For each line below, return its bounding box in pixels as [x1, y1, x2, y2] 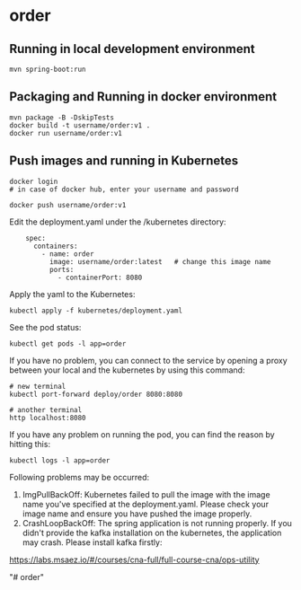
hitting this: [9, 438, 51, 449]
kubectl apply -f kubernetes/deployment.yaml [9, 306, 182, 315]
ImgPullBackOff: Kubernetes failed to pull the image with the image [22, 489, 271, 499]
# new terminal [9, 382, 66, 391]
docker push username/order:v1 [9, 200, 127, 209]
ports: [49, 265, 75, 274]
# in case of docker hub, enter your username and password [9, 185, 240, 194]
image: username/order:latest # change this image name [49, 257, 271, 266]
